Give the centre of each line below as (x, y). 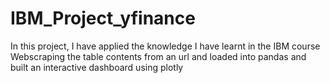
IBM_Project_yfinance (103, 18)
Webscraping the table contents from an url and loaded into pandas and (158, 56)
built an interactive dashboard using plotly (97, 67)
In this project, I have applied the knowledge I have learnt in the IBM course (165, 46)
